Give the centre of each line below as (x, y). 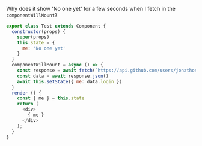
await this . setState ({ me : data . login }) (69, 81)
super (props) (33, 37)
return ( (28, 104)
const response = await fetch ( (56, 71)
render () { (27, 93)
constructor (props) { (39, 31)
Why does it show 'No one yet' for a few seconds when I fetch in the (91, 9)
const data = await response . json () (63, 76)
